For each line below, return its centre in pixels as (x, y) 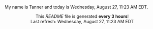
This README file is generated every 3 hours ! (82, 16)
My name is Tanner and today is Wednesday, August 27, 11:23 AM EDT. (76, 7)
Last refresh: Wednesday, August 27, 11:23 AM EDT (82, 22)
